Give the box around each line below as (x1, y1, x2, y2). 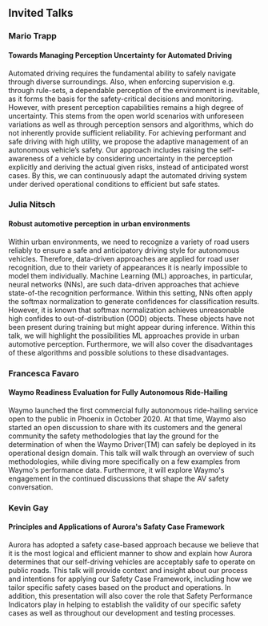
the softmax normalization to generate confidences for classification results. (8, 296, 260, 306)
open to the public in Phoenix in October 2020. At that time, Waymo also (8, 413, 246, 424)
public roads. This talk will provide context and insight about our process (8, 565, 248, 575)
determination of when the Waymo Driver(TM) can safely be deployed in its (8, 439, 256, 449)
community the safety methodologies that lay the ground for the (8, 431, 219, 441)
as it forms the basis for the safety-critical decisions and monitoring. (8, 94, 234, 104)
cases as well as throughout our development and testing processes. (8, 608, 236, 617)
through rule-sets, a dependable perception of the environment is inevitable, (8, 85, 260, 95)
